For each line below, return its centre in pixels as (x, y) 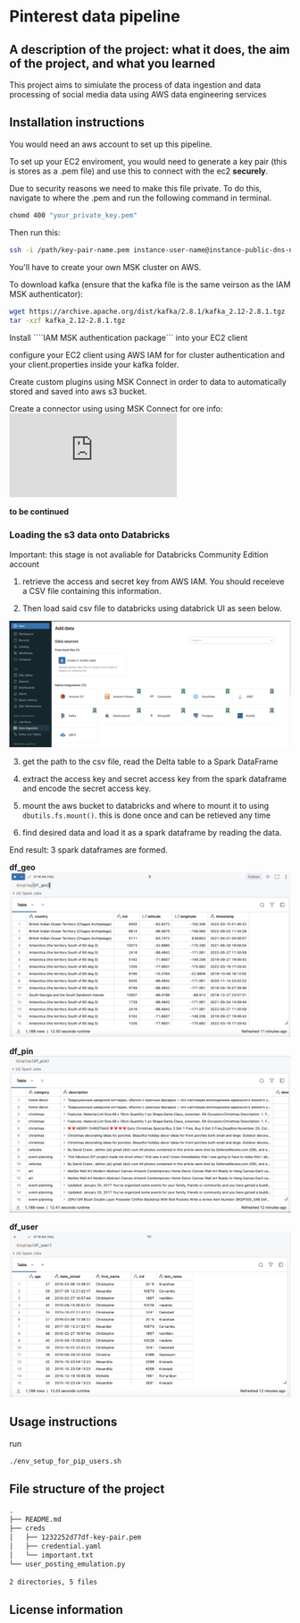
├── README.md (36, 1520)
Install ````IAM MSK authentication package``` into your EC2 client (129, 338)
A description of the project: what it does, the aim (150, 50)
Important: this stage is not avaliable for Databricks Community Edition (139, 554)
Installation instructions (77, 123)
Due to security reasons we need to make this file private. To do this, (135, 188)
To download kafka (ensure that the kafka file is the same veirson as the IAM (150, 285)
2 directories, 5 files (54, 1582)
